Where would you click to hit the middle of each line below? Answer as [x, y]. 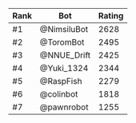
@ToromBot [62, 42]
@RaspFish [61, 81]
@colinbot [59, 94]
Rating [111, 16]
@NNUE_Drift [65, 55]
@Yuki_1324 [64, 68]
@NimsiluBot [64, 29]
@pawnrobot [64, 107]
